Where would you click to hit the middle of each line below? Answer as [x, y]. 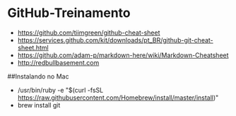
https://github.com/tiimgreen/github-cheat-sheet [89, 33]
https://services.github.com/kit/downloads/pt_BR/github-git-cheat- [115, 40]
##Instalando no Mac [38, 76]
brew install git [39, 105]
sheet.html [33, 47]
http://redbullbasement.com [58, 62]
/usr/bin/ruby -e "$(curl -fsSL [60, 90]
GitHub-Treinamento [69, 13]
